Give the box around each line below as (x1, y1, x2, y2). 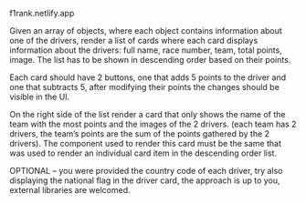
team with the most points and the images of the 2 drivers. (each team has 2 (9, 118, 297, 129)
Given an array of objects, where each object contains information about (9, 25, 283, 36)
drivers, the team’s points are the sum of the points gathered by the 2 (9, 128, 270, 139)
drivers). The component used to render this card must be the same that (9, 138, 281, 148)
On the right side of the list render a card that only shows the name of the (9, 109, 286, 119)
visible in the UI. (9, 91, 70, 102)
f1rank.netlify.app (9, 8, 75, 18)
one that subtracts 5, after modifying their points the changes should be (9, 82, 280, 92)
